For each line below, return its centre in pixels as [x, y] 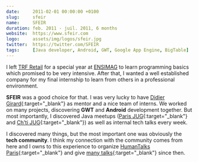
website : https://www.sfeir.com [47, 34]
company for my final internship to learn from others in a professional [91, 79]
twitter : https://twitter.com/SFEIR [53, 45]
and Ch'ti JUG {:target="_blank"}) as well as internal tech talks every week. [97, 122]
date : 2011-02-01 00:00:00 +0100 [53, 12]
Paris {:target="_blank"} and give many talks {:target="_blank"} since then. [96, 153]
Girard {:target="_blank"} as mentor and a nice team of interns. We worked [97, 103]
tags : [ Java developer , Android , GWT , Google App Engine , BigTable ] [98, 50]
